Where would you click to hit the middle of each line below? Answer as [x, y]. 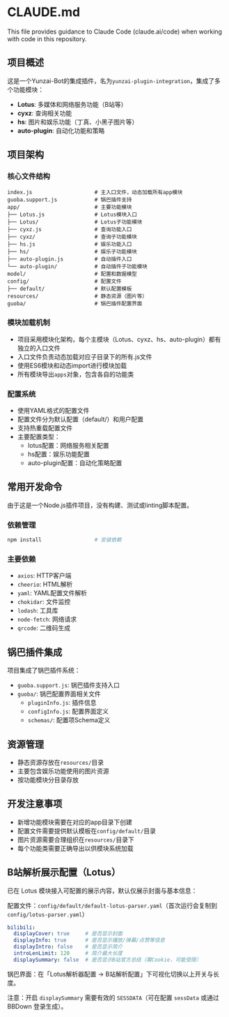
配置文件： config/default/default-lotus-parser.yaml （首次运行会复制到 [112, 905]
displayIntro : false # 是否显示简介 [68, 947]
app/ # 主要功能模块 [70, 207]
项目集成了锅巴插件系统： [44, 671]
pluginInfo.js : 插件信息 [62, 703]
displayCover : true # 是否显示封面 [68, 934]
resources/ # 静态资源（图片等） [77, 297]
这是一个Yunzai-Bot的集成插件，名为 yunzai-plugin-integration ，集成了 [111, 80]
